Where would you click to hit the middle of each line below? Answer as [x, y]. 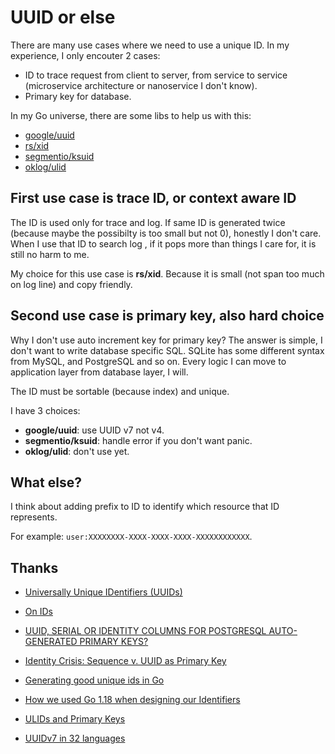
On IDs [38, 612]
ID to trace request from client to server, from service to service [156, 75]
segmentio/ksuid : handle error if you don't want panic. [138, 440]
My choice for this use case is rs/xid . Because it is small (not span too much [167, 273]
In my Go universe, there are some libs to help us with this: [131, 115]
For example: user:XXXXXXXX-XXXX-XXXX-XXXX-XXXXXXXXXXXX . [131, 537]
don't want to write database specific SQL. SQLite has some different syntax [167, 350]
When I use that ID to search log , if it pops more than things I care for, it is [163, 243]
